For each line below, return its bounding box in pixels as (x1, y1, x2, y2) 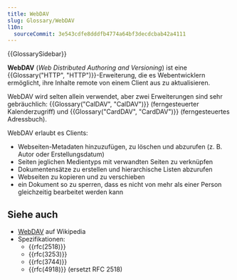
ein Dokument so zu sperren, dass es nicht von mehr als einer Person (17, 181, 222, 189)
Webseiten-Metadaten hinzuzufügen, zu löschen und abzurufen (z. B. (17, 143, 223, 151)
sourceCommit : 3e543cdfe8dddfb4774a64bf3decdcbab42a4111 (14, 30, 186, 38)
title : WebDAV (7, 10, 50, 18)
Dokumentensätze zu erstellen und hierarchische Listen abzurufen (17, 165, 213, 174)
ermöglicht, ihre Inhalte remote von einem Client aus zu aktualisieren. (7, 79, 211, 87)
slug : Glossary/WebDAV (7, 17, 75, 24)
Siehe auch (7, 208, 58, 220)
